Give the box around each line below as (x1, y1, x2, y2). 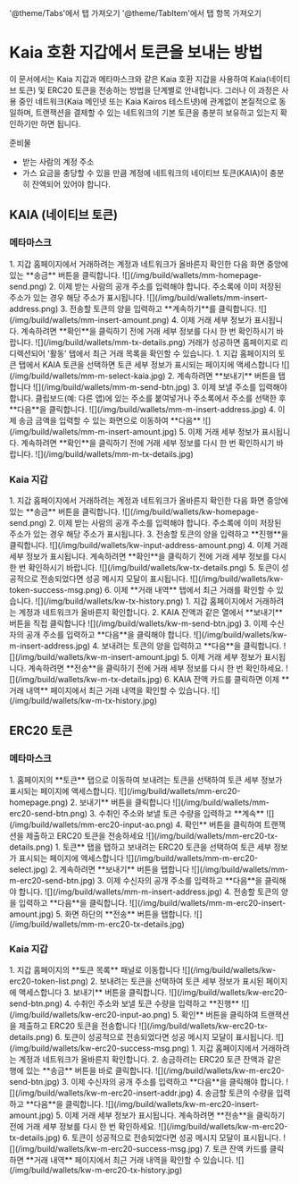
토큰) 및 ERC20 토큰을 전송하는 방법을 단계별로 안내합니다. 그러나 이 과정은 (18, 84, 279, 96)
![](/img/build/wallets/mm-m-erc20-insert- (129, 897, 287, 908)
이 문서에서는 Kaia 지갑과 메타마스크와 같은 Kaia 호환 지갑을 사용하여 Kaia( (9, 73, 270, 84)
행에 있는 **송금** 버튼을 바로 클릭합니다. (9, 1065, 154, 1076)
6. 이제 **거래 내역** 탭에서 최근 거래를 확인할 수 (104, 584, 275, 595)
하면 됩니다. (39, 118, 81, 129)
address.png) (9, 303, 59, 314)
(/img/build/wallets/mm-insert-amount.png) (9, 314, 170, 325)
